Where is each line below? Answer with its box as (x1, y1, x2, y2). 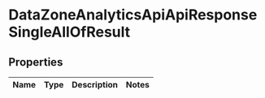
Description (72, 79, 118, 90)
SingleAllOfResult (8, 23, 131, 41)
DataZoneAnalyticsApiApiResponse (8, 6, 258, 24)
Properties (8, 55, 63, 69)
